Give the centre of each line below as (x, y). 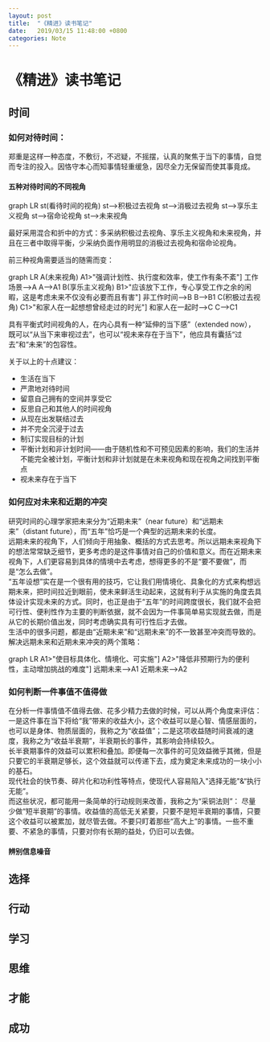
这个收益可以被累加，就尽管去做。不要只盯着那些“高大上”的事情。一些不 (128, 821)
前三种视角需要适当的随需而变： (61, 260)
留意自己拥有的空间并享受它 (66, 399)
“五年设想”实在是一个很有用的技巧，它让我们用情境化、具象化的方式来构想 (131, 581)
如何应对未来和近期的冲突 (58, 502)
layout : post (30, 16)
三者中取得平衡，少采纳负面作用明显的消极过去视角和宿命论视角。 (131, 243)
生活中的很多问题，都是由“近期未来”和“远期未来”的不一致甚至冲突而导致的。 (134, 631)
